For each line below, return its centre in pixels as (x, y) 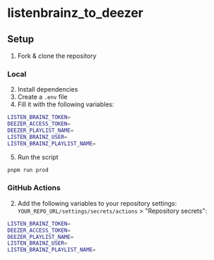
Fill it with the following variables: (66, 104)
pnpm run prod (28, 170)
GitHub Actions (34, 188)
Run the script (38, 157)
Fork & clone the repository (57, 56)
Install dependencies (48, 89)
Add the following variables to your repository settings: (97, 203)
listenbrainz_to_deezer (75, 13)
